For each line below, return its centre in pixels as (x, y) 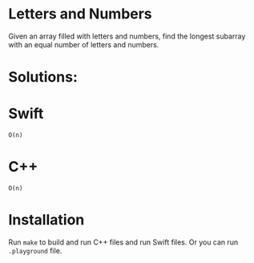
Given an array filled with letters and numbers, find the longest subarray (127, 36)
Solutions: (43, 77)
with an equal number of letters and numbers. (84, 44)
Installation (46, 220)
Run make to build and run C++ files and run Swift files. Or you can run (123, 242)
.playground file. (35, 250)
